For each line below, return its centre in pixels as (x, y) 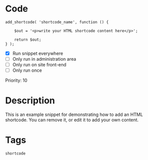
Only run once (27, 70)
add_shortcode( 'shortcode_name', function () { (57, 22)
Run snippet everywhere (38, 53)
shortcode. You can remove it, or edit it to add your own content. (72, 120)
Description (30, 101)
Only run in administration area (44, 59)
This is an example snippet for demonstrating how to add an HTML (74, 115)
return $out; (28, 40)
